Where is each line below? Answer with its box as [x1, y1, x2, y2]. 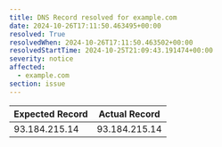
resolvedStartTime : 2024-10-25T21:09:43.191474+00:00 [9, 46, 214, 55]
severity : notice [9, 54, 74, 63]
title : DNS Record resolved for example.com [9, 12, 177, 22]
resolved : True [9, 29, 66, 38]
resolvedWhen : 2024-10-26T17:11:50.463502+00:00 [9, 37, 193, 47]
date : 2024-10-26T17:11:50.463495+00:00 [9, 21, 162, 30]
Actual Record [98, 108, 160, 120]
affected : [9, 63, 46, 72]
